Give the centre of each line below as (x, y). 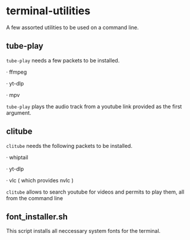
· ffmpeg (17, 72)
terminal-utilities (48, 11)
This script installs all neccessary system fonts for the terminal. (83, 231)
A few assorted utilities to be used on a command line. (72, 27)
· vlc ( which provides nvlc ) (40, 180)
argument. (19, 113)
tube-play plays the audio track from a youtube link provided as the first (94, 106)
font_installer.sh (37, 217)
